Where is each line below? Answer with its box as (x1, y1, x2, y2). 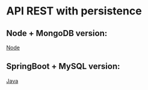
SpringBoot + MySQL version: (6, 61, 120, 71)
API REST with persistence (6, 4, 143, 18)
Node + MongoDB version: (6, 28, 108, 38)
